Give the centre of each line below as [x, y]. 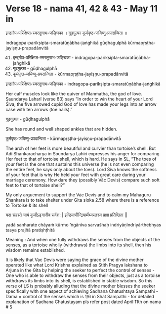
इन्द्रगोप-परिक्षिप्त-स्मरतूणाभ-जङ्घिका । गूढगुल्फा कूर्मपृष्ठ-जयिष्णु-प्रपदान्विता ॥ [66, 33]
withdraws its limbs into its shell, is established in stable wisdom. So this [79, 280]
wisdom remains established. [35, 250]
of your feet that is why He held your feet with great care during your [76, 175]
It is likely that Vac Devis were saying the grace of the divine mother [75, 260]
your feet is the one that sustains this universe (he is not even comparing [80, 164]
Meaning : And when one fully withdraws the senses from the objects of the [83, 239]
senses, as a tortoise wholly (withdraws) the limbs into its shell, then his [79, 245]
